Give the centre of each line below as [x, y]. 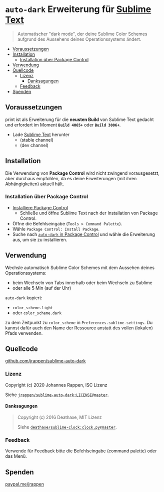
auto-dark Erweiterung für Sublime [78, 9]
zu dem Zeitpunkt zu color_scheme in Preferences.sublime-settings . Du [79, 322]
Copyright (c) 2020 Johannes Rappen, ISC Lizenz [56, 385]
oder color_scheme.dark [37, 313]
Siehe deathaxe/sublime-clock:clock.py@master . [67, 427]
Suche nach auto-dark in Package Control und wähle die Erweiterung [83, 234]
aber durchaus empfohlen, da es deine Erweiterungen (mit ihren [71, 178]
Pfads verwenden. [24, 333]
